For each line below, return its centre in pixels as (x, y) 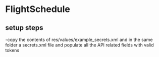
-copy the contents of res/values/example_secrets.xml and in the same (79, 39)
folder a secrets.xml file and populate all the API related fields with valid (79, 45)
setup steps (24, 28)
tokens (12, 50)
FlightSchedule (38, 9)
